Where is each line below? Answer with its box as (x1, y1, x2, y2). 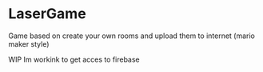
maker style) (8, 39, 50, 48)
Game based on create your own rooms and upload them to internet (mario (8, 31, 256, 40)
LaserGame (8, 5, 86, 23)
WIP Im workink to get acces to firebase (8, 55, 140, 64)
